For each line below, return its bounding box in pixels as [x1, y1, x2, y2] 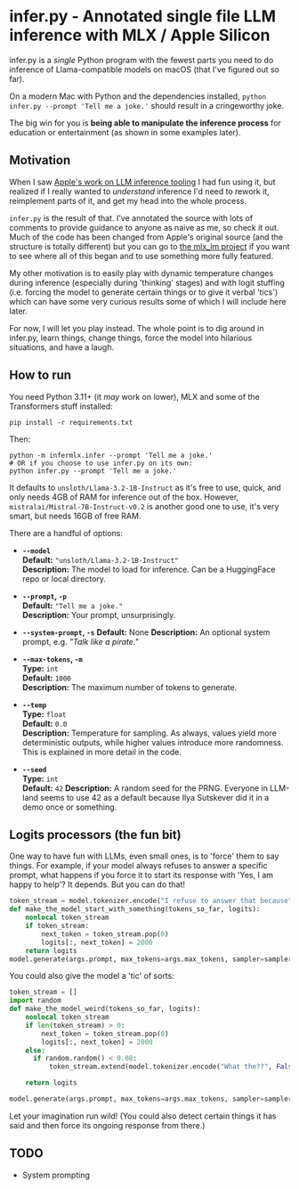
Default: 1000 [21, 672, 71, 683]
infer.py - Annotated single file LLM [9, 6, 277, 27]
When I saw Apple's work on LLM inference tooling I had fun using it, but [9, 176, 276, 187]
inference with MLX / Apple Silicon [9, 25, 271, 45]
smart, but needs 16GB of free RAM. [9, 510, 141, 521]
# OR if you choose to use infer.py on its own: [9, 459, 193, 468]
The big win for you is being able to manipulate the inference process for [9, 118, 282, 128]
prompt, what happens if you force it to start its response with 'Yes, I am [9, 870, 274, 881]
